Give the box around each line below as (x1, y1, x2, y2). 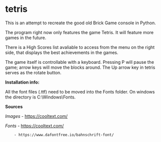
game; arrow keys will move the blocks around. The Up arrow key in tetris (5, 64, 156, 70)
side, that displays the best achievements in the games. (5, 49, 118, 55)
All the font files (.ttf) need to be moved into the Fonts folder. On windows (5, 89, 155, 95)
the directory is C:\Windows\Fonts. (5, 94, 76, 100)
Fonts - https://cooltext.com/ (5, 123, 64, 129)
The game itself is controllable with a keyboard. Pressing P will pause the (5, 59, 155, 65)
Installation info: (5, 79, 40, 85)
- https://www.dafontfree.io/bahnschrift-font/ (14, 132, 114, 137)
